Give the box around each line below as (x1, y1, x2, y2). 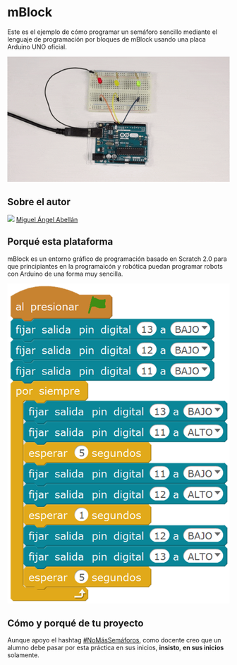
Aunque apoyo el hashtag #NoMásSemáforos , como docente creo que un (7, 635, 221, 644)
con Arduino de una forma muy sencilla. (7, 269, 123, 278)
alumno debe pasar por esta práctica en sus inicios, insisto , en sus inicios (7, 643, 224, 652)
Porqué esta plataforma (7, 236, 114, 248)
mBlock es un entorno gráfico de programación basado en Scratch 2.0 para (7, 255, 227, 263)
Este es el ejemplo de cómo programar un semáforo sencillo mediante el (7, 28, 217, 36)
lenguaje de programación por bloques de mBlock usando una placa (7, 35, 206, 43)
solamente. (7, 650, 40, 659)
